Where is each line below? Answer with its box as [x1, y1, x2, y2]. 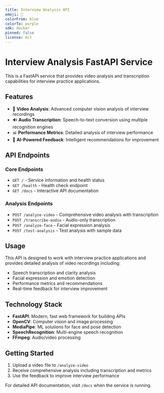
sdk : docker [5, 26, 30, 31]
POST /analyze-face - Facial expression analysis [12, 222, 110, 228]
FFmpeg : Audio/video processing [12, 334, 81, 341]
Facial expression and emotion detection [12, 275, 96, 281]
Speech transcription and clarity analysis [12, 270, 96, 276]
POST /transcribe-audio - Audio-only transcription [12, 217, 115, 223]
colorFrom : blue [5, 16, 39, 21]
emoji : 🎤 [5, 12, 23, 17]
